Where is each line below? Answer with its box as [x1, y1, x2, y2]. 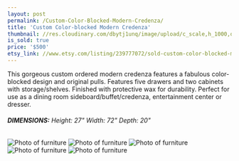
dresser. [7, 100, 32, 108]
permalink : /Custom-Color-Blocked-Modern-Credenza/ [7, 17, 164, 24]
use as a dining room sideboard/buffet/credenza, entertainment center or [7, 92, 222, 100]
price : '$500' [7, 43, 50, 51]
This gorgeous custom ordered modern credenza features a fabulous [7, 69, 211, 78]
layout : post [7, 10, 46, 18]
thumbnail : [7, 30, 40, 38]
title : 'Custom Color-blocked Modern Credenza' [7, 24, 152, 31]
